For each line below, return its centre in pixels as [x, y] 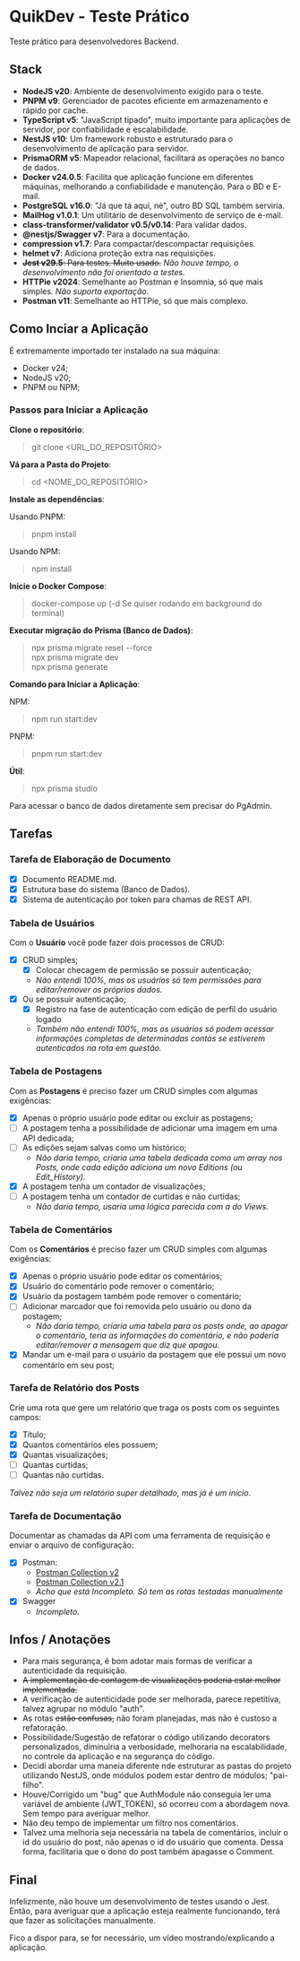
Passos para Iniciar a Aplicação [79, 410]
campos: [26, 1417]
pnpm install [54, 534]
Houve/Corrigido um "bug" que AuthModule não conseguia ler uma [146, 1794]
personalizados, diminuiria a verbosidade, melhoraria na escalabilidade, [154, 1747]
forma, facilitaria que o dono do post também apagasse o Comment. [148, 1852]
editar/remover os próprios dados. [99, 990]
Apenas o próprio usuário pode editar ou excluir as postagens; [137, 1117]
